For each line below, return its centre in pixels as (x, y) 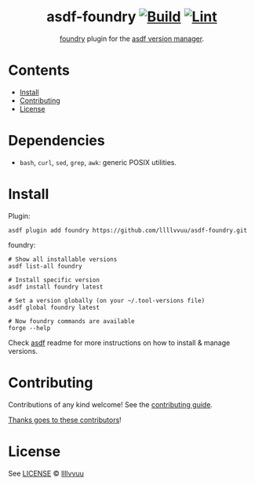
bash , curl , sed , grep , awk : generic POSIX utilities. (98, 162)
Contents (39, 70)
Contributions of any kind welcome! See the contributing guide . (111, 404)
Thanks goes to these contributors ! (65, 420)
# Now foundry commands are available (71, 321)
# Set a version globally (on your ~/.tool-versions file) (107, 300)
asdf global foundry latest (54, 307)
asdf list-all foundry (45, 266)
